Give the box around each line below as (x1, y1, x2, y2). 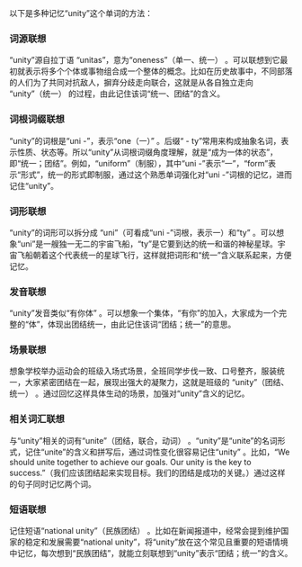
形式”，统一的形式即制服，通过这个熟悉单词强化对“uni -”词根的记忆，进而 (21, 169, 292, 180)
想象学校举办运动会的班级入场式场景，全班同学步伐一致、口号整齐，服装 (9, 365, 277, 376)
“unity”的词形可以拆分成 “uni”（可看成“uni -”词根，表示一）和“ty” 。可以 (9, 227, 277, 238)
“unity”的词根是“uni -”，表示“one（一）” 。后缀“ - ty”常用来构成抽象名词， (9, 135, 281, 146)
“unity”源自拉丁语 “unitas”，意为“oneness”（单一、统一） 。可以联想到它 (9, 55, 280, 66)
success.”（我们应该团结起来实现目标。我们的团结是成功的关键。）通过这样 (9, 467, 286, 478)
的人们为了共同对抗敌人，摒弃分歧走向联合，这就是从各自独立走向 (9, 77, 253, 88)
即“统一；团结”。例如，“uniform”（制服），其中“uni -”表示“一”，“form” (9, 157, 269, 168)
